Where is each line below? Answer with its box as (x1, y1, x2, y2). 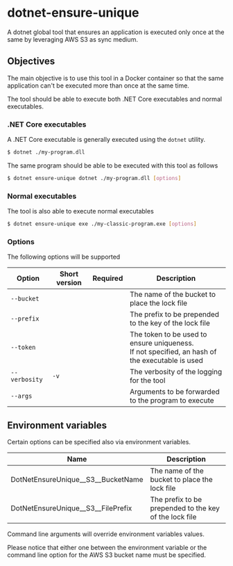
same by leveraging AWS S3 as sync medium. (7, 35, 139, 43)
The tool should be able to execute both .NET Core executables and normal (7, 95, 223, 103)
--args (10, 392, 33, 401)
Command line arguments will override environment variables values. (7, 530, 205, 538)
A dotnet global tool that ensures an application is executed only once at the (7, 28, 225, 36)
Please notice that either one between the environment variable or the (7, 544, 207, 552)
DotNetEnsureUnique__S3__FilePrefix (10, 503, 132, 513)
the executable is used (129, 356, 203, 366)
